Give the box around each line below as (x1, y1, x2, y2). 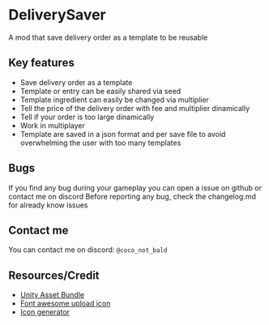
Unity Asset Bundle (19, 290, 85, 300)
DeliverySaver (8, 6, 107, 24)
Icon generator (19, 307, 70, 317)
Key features (8, 56, 75, 70)
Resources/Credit (8, 268, 100, 282)
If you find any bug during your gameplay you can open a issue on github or (8, 182, 262, 192)
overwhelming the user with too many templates (19, 138, 181, 148)
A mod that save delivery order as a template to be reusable (8, 32, 208, 42)
